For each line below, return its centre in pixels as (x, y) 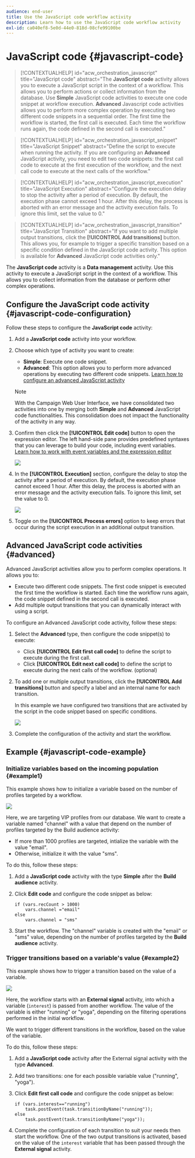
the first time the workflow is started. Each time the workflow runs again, (102, 592)
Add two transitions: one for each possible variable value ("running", (96, 1076)
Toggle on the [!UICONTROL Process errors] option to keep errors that (100, 521)
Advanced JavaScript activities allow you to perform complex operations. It (96, 568)
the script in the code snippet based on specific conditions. (86, 711)
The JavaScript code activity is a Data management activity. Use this (90, 267)
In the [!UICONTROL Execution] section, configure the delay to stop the (101, 474)
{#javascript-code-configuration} (69, 313)
